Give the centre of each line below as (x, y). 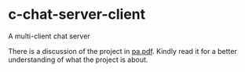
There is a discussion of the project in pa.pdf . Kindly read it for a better (122, 51)
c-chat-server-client (77, 14)
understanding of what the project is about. (78, 59)
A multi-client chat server (49, 36)
